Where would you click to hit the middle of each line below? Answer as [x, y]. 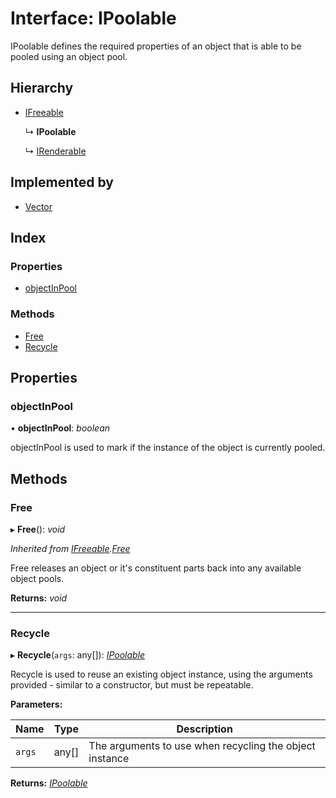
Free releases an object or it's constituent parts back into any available [156, 568]
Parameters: [36, 704]
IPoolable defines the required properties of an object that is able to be [156, 46]
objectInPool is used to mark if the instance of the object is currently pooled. [168, 448]
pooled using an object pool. [69, 56]
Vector [38, 206]
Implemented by [62, 182]
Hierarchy [42, 88]
